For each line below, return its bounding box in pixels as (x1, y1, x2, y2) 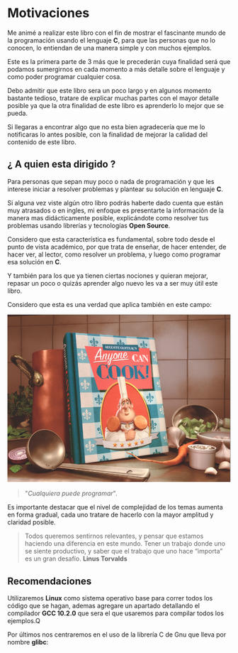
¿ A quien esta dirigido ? (7, 158, 116, 171)
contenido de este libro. (7, 137, 76, 146)
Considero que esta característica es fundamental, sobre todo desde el (7, 234, 215, 243)
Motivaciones (7, 5, 90, 21)
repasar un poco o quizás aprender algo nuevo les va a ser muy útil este (7, 279, 218, 287)
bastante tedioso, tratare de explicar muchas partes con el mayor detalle (7, 94, 220, 102)
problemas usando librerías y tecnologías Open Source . (7, 221, 171, 230)
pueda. (7, 109, 28, 117)
